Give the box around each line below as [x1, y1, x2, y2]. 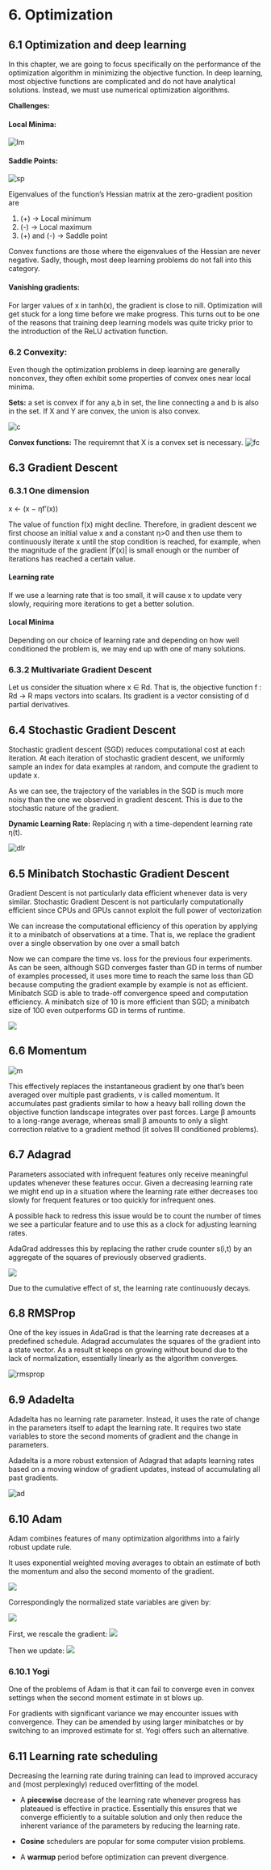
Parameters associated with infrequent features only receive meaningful [8, 1169, 248, 1179]
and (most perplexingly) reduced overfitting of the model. [8, 1779, 199, 1789]
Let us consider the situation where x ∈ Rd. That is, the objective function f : [8, 682, 262, 693]
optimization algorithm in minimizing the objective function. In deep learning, [8, 68, 263, 78]
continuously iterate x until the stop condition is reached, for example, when [8, 536, 261, 546]
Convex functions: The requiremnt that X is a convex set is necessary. [8, 437, 244, 447]
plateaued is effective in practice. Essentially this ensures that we [19, 1804, 238, 1813]
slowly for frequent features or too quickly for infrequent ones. [8, 1195, 216, 1205]
